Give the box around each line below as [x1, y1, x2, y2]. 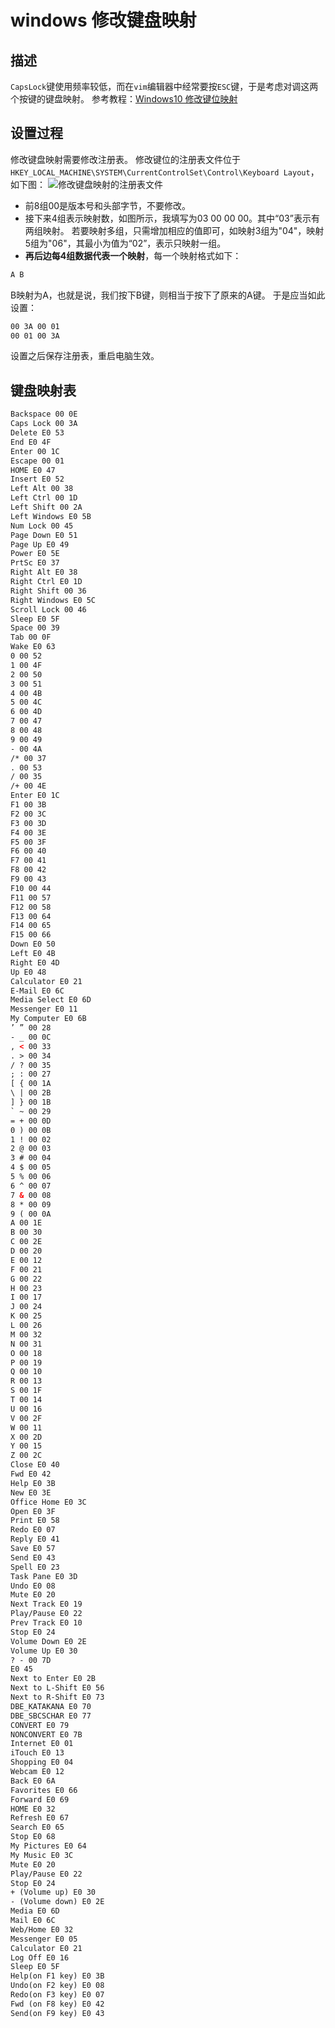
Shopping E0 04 [10, 1757, 74, 1768]
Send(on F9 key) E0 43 [10, 2008, 105, 2018]
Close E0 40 [10, 1460, 60, 1470]
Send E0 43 [10, 1552, 56, 1563]
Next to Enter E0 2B [10, 1674, 97, 1684]
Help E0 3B [10, 1478, 56, 1488]
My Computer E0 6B [10, 1014, 87, 1024]
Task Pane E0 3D [10, 1571, 78, 1581]
